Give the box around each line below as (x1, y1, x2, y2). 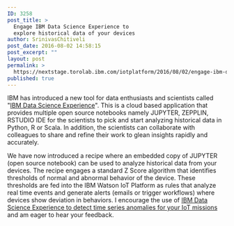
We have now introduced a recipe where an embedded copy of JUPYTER (7, 152, 218, 160)
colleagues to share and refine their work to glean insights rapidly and (7, 131, 208, 139)
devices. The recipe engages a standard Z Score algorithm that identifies (7, 166, 217, 175)
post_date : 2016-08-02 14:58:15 (7, 42, 101, 49)
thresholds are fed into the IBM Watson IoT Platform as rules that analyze (7, 181, 217, 190)
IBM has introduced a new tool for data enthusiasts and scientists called (7, 94, 214, 102)
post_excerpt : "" (7, 49, 58, 56)
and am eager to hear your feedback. (7, 211, 114, 219)
